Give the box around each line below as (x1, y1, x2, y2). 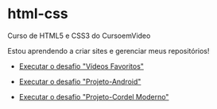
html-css (7, 5, 68, 23)
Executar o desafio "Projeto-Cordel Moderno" (18, 92, 169, 101)
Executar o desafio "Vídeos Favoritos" (18, 61, 145, 71)
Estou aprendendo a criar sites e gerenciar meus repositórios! (7, 46, 210, 55)
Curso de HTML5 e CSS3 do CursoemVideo (7, 31, 151, 40)
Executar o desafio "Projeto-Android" (18, 77, 141, 86)
